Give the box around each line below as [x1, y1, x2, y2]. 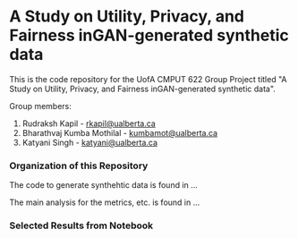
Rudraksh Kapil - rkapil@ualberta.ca [21, 118, 157, 129]
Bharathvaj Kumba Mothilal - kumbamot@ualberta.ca [21, 127, 217, 138]
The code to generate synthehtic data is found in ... [9, 180, 199, 191]
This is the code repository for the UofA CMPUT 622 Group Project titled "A [9, 73, 288, 84]
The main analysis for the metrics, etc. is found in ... [9, 197, 200, 208]
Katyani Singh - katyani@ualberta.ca [21, 137, 158, 148]
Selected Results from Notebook [9, 219, 154, 232]
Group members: [9, 100, 72, 111]
